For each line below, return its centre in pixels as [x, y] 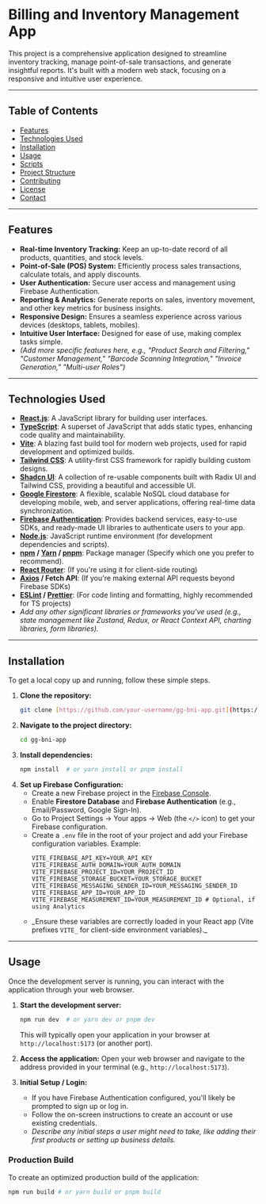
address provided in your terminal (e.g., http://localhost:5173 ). [124, 1067]
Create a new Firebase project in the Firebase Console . [121, 793]
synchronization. [47, 511]
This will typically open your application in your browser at [115, 1034]
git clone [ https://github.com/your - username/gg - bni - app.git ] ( [126, 710]
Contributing [40, 181]
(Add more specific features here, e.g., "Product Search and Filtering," [135, 350]
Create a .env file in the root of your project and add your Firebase [140, 835]
